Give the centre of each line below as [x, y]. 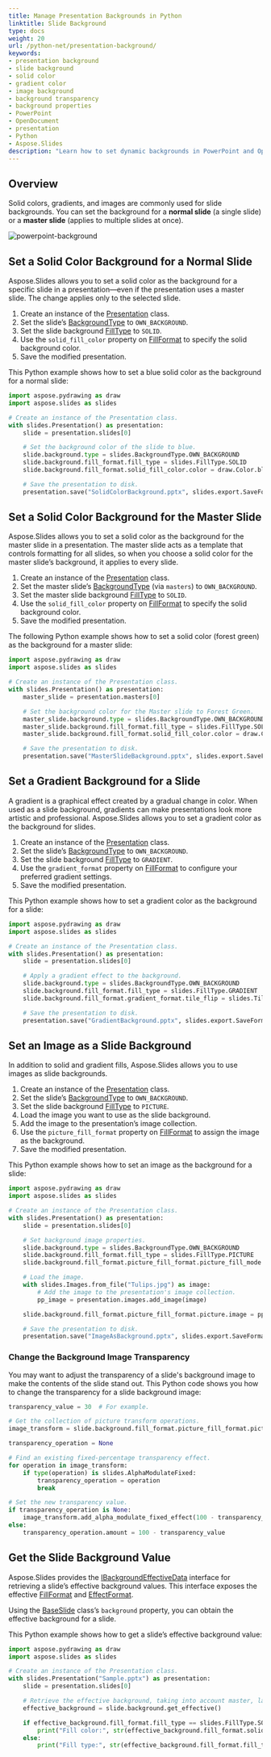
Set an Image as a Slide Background [100, 1046]
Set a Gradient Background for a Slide [104, 782]
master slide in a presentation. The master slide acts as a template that [126, 545]
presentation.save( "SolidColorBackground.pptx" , [106, 492]
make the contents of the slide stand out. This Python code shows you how [133, 1383]
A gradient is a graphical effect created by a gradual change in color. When [133, 801]
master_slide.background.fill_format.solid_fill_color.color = [131, 734]
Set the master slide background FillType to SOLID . [103, 595]
